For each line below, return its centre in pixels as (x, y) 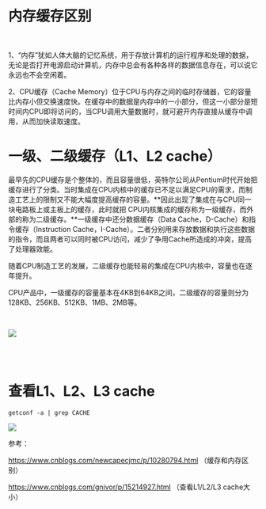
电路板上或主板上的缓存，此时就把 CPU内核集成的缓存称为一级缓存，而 (131, 209)
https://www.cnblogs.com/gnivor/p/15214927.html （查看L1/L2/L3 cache (126, 487)
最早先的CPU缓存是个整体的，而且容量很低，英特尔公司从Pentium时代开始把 (133, 180)
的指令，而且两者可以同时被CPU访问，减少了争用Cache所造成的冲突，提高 (130, 239)
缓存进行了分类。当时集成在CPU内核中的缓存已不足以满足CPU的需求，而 (127, 189)
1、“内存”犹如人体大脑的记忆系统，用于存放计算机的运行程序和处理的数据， (131, 55)
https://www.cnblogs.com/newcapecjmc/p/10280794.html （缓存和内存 (125, 460)
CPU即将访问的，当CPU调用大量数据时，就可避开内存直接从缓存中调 (141, 111)
